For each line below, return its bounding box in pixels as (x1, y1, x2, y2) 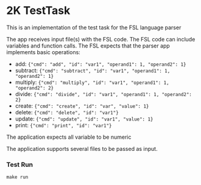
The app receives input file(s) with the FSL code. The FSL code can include (6, 35, 196, 43)
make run (6, 174, 29, 180)
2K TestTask (6, 4, 71, 18)
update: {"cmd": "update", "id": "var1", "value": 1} (15, 115, 153, 122)
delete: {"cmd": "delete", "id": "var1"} (15, 108, 119, 116)
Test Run (6, 160, 33, 169)
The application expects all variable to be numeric (6, 133, 132, 141)
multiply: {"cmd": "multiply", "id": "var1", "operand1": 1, (15, 79, 169, 86)
